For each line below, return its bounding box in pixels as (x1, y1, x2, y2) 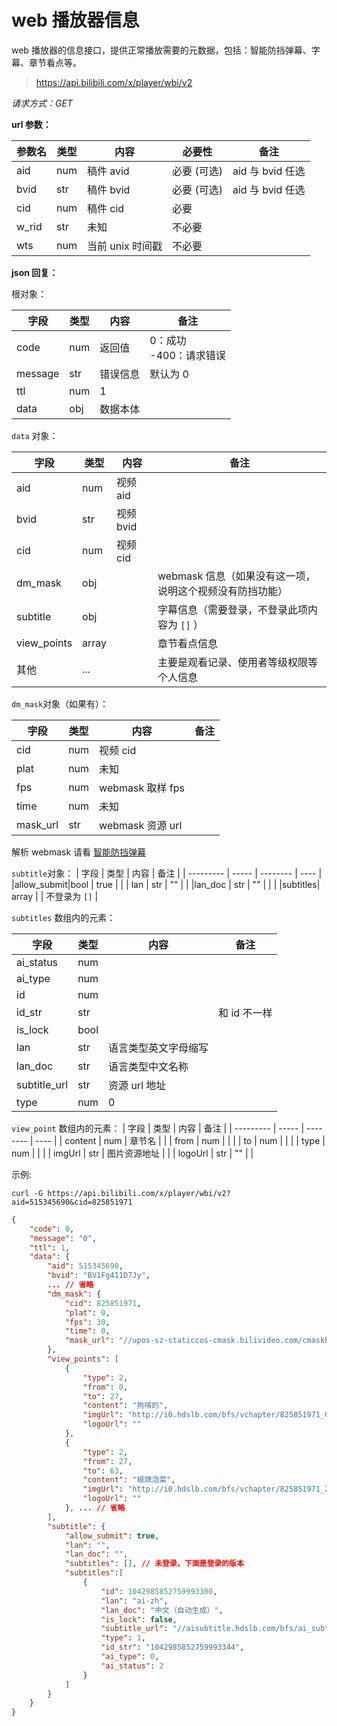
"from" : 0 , (82, 1382, 129, 1392)
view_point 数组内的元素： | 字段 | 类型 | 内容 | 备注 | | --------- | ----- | (11, 1122, 305, 1134)
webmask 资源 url (99, 818, 183, 832)
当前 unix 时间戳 (86, 239, 163, 253)
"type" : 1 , (100, 1633, 146, 1643)
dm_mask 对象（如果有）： (11, 697, 109, 710)
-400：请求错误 (149, 348, 226, 362)
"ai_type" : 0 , (100, 1652, 160, 1662)
